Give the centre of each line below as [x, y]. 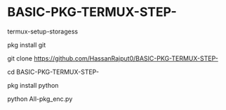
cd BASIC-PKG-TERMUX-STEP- [53, 72]
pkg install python [33, 85]
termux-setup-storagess [43, 31]
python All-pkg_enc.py [40, 99]
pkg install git [27, 45]
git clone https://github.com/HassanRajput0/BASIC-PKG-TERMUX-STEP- [113, 58]
